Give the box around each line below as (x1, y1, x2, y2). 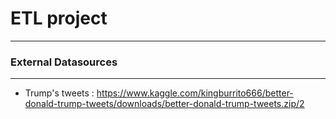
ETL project (10, 7, 108, 30)
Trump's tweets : (24, 87, 95, 99)
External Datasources (10, 55, 118, 69)
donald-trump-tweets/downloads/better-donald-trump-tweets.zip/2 (24, 98, 305, 110)
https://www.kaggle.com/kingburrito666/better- (96, 87, 294, 99)
